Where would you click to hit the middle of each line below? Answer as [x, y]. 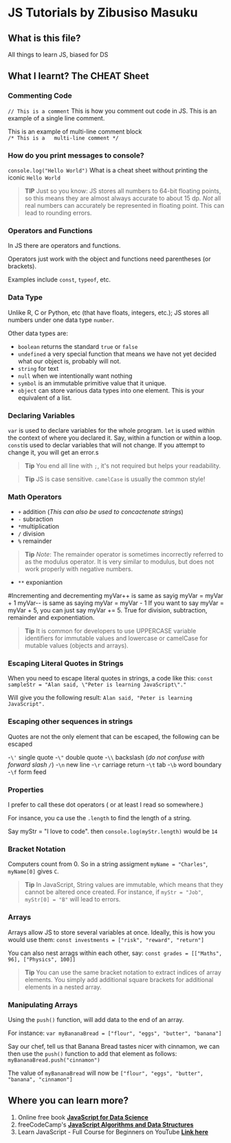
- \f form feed [27, 771]
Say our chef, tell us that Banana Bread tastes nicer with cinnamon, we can [114, 1046]
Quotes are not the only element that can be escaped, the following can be [113, 736]
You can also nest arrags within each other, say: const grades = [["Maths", [115, 953]
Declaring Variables [41, 416]
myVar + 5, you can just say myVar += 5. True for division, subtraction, [108, 610]
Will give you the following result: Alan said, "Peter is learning [100, 698]
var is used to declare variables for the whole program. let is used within [111, 430]
